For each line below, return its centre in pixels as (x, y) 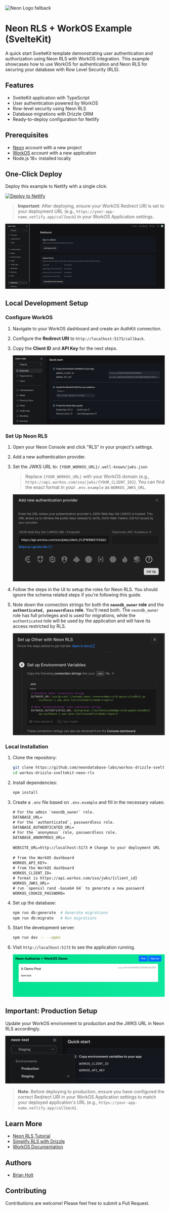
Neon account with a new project (47, 147)
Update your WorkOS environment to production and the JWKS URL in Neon (85, 1023)
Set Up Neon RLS (27, 436)
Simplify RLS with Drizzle (39, 1141)
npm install (25, 792)
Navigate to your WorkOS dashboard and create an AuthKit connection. (87, 328)
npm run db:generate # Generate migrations (60, 913)
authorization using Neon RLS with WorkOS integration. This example (77, 58)
